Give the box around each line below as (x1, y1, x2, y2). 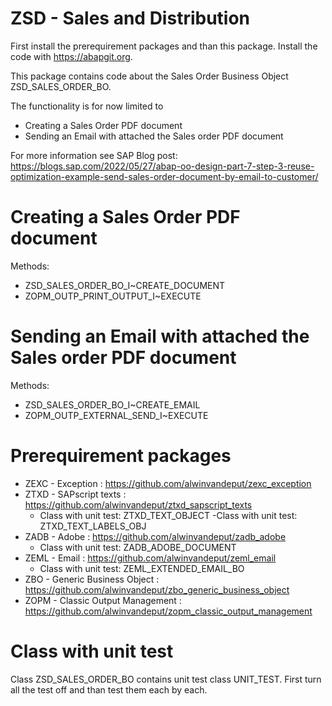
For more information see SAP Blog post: (10, 149, 178, 161)
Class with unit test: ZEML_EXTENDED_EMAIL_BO (39, 562, 245, 574)
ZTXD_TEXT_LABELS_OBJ (39, 520, 147, 532)
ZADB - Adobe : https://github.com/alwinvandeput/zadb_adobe (24, 530, 287, 542)
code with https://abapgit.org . (10, 50, 133, 62)
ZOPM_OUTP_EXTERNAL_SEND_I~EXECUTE (24, 409, 209, 421)
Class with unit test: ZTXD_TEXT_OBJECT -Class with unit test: (39, 509, 298, 521)
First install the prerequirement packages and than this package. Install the (10, 40, 318, 52)
